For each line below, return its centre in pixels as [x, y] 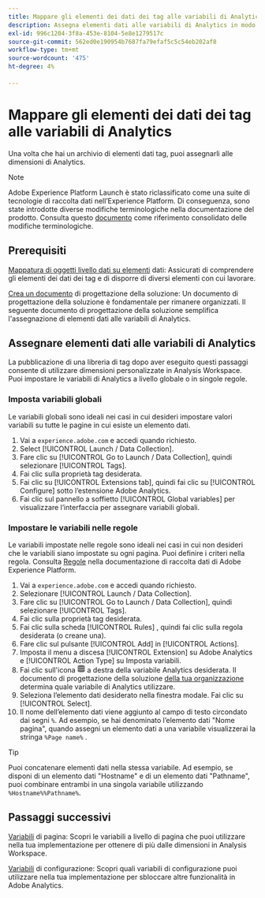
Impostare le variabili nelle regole [73, 527]
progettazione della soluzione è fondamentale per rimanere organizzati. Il [127, 302]
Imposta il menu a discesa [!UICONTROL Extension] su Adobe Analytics [136, 652]
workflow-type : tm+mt [44, 50]
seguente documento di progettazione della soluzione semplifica [114, 310]
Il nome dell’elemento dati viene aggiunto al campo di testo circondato [133, 712]
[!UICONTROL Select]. [56, 703]
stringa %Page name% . [53, 736]
